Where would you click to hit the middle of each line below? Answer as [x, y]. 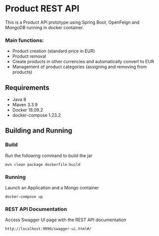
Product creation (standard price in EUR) [54, 51]
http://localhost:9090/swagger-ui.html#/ [48, 229]
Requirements [27, 88]
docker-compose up [24, 197]
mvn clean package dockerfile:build [43, 164]
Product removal [29, 56]
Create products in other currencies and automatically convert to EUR [83, 62]
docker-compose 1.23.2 [36, 115]
